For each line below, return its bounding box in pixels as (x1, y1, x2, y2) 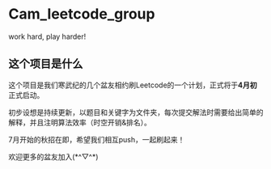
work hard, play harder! (8, 32, 87, 41)
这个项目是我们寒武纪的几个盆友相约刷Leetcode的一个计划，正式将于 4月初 (8, 80, 257, 90)
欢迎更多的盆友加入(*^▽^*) (8, 151, 99, 162)
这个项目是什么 (8, 57, 83, 71)
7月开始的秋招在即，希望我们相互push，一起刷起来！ (8, 134, 185, 144)
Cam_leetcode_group (8, 5, 155, 23)
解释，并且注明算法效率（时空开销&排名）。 (8, 117, 152, 127)
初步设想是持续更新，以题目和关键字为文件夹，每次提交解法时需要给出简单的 (8, 107, 264, 117)
